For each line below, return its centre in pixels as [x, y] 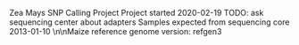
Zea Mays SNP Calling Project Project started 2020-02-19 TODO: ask [137, 13]
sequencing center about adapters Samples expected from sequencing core [149, 22]
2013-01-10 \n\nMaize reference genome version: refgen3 [116, 31]
